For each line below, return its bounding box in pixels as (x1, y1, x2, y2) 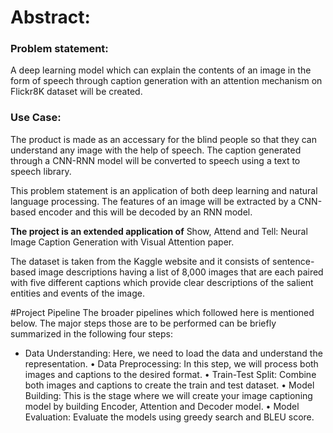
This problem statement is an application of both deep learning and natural (10, 184, 318, 196)
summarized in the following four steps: (10, 327, 173, 340)
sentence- (272, 255, 315, 267)
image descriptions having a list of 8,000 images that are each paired (38, 266, 324, 278)
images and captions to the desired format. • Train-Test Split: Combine (24, 368, 317, 380)
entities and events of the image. (10, 287, 145, 299)
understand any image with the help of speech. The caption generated (10, 144, 302, 156)
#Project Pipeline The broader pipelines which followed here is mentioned (10, 306, 315, 318)
